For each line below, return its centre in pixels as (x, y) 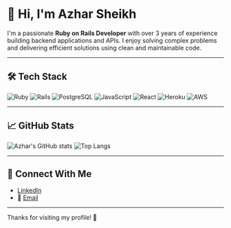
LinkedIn (29, 190)
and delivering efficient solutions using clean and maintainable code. (104, 48)
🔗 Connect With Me (49, 174)
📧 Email (28, 198)
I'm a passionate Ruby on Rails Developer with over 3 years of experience (112, 33)
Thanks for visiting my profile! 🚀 (52, 218)
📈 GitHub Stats (41, 126)
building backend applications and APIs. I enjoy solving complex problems (112, 40)
